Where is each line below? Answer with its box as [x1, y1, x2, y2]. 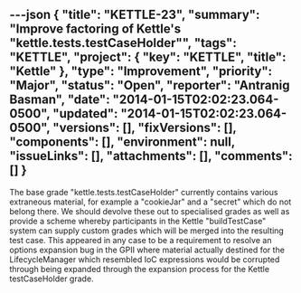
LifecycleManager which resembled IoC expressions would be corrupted [9, 253, 280, 265]
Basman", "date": [9, 92, 110, 108]
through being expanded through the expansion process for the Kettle [9, 263, 269, 274]
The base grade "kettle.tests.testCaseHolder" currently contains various [9, 186, 278, 197]
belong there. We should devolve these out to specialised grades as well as [9, 205, 290, 216]
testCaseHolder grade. [9, 273, 94, 284]
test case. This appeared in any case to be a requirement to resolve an [9, 234, 272, 245]
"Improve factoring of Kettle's [9, 22, 182, 37]
